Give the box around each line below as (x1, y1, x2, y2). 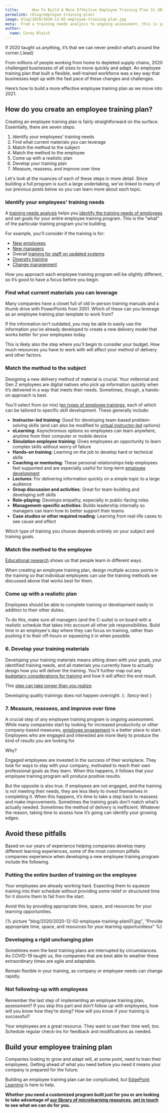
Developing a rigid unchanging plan (5, 936, 93, 943)
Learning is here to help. (5, 1082, 55, 1088)
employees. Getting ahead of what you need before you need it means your (5, 1061, 161, 1068)
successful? (5, 1013, 30, 1019)
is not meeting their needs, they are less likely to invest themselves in (5, 788, 148, 794)
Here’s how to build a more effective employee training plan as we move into (5, 85, 162, 91)
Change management (12, 262, 57, 268)
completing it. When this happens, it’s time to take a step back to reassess (5, 793, 158, 799)
